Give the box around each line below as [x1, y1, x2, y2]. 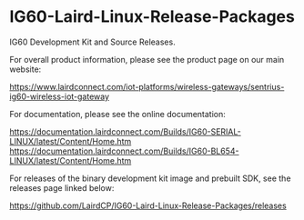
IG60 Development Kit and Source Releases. [9, 36, 176, 47]
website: [9, 64, 42, 75]
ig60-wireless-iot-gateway [9, 91, 110, 102]
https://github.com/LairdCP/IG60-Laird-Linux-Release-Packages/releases [9, 200, 287, 211]
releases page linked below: [9, 182, 115, 193]
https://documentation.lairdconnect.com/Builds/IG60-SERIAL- [9, 125, 241, 137]
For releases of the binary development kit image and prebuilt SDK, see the [9, 173, 291, 184]
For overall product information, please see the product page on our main [9, 54, 285, 65]
